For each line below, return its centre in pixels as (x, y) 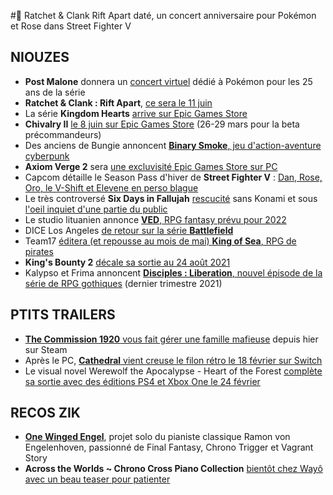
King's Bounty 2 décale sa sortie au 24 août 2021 (127, 262)
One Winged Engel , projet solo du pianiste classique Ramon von (157, 437)
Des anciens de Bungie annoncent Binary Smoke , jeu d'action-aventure (173, 145)
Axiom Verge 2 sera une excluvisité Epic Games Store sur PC (151, 166)
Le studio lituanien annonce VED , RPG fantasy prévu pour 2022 (155, 219)
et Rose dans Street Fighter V (71, 26)
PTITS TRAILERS (63, 315)
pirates (39, 251)
